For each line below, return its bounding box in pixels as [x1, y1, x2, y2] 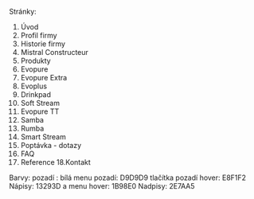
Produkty [20, 56, 51, 65]
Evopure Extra [20, 73, 68, 82]
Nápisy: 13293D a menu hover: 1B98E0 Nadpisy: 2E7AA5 [9, 181, 195, 190]
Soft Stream [20, 99, 61, 107]
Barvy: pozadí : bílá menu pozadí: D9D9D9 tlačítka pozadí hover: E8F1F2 [9, 173, 246, 182]
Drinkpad [20, 90, 51, 99]
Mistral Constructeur [20, 48, 88, 57]
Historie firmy [20, 39, 66, 49]
